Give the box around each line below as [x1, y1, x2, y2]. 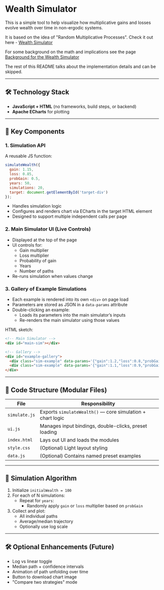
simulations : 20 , [9, 185, 45, 190]
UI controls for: [12, 242, 42, 248]
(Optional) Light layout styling [40, 444, 108, 451]
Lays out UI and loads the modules [40, 436, 120, 443]
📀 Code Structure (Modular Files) [5, 386, 107, 394]
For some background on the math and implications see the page [5, 49, 136, 55]
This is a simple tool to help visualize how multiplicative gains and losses [5, 20, 151, 25]
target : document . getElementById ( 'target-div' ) [9, 190, 108, 195]
